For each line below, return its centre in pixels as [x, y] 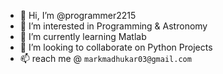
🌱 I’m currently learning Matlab [83, 36]
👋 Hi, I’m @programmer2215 [78, 15]
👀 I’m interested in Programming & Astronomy [113, 26]
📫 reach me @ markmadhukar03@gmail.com [105, 58]
